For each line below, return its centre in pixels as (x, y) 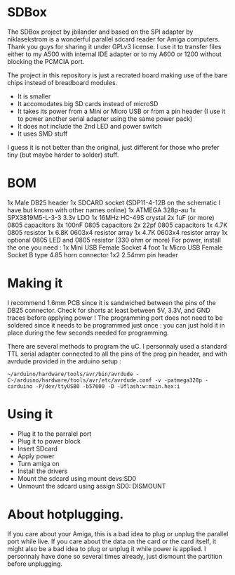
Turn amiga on (38, 463)
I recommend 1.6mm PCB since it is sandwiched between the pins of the (112, 302)
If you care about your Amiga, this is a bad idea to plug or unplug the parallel (118, 534)
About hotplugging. (66, 514)
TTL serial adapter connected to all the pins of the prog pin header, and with (117, 354)
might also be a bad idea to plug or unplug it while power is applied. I (107, 548)
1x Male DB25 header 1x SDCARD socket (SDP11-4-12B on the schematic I (114, 202)
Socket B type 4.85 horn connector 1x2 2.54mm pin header (93, 254)
